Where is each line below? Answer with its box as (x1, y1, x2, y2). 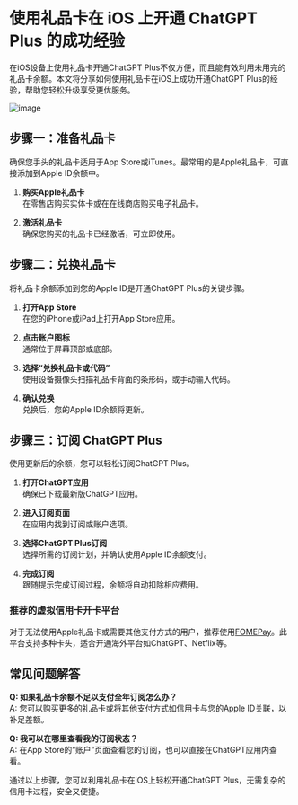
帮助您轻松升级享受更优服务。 (24, 84, 136, 95)
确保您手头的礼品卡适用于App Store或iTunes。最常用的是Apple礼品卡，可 (9, 156, 281, 167)
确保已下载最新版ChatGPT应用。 (22, 489, 144, 500)
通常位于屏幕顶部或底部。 (22, 343, 118, 354)
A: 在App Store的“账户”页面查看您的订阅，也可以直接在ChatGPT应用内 (9, 745, 270, 756)
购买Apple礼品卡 (22, 186, 85, 198)
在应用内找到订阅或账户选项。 (22, 518, 133, 530)
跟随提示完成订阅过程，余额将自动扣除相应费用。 (22, 579, 204, 590)
